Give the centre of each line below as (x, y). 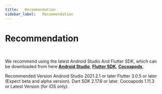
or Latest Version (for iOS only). (37, 87)
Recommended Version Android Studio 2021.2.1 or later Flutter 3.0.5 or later (81, 76)
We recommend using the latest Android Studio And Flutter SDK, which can (81, 61)
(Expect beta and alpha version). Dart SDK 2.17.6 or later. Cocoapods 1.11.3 (80, 81)
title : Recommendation (30, 10)
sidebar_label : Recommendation (39, 14)
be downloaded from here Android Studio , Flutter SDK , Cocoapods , (74, 67)
